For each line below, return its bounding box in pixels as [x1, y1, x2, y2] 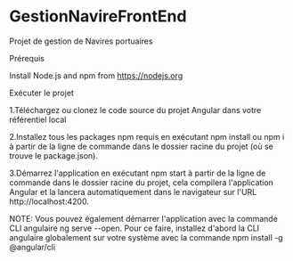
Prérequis [9, 53, 45, 63]
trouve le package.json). [9, 150, 98, 161]
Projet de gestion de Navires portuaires [9, 36, 153, 46]
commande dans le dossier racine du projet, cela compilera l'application [9, 176, 274, 188]
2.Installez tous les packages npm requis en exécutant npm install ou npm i [9, 131, 285, 142]
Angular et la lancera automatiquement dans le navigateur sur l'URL [9, 186, 257, 197]
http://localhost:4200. [9, 196, 89, 207]
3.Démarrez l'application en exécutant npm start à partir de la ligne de [9, 167, 266, 178]
